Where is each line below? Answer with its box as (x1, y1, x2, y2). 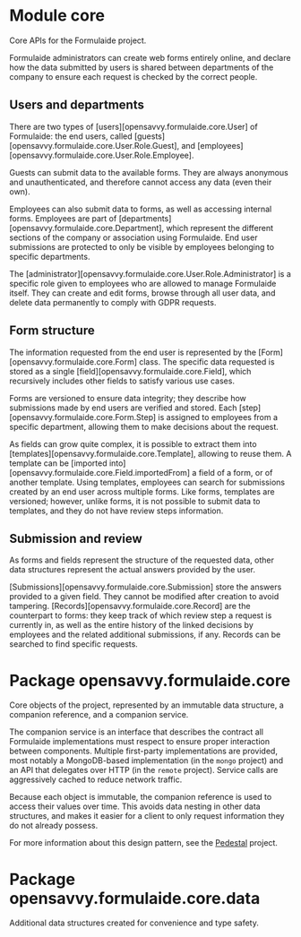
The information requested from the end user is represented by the (9, 347, 257, 357)
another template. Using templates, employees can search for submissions (9, 477, 285, 487)
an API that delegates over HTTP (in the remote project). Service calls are (9, 765, 279, 776)
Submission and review (9, 530, 143, 546)
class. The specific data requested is (138, 356, 275, 367)
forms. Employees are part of (9, 212, 117, 224)
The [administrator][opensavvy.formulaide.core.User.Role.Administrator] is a (9, 268, 291, 279)
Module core (9, 5, 106, 26)
